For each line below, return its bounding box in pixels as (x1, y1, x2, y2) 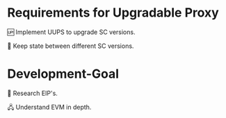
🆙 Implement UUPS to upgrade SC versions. (7, 28, 136, 36)
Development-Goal (7, 66, 120, 82)
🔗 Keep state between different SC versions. (7, 42, 134, 50)
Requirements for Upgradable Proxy (7, 5, 219, 21)
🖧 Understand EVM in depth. (7, 103, 92, 111)
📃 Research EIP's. (7, 89, 58, 97)
